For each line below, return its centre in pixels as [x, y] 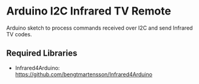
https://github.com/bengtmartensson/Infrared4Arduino [84, 74]
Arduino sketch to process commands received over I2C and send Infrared [99, 28]
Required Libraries [42, 53]
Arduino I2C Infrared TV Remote [89, 11]
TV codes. [19, 34]
